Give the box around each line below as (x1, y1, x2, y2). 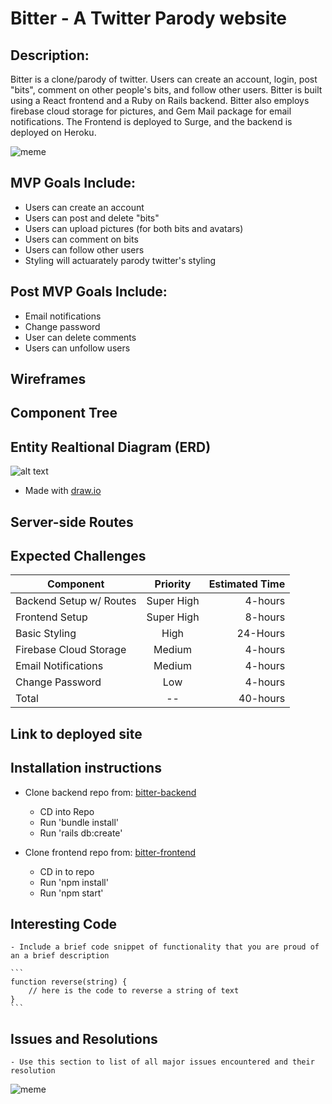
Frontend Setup (15, 610, 88, 624)
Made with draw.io (24, 485, 102, 497)
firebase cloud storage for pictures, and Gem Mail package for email (10, 105, 292, 117)
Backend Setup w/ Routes (15, 594, 137, 608)
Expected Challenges (10, 548, 147, 564)
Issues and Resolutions (10, 1030, 158, 1047)
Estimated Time (208, 577, 286, 591)
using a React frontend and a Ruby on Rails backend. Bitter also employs (10, 95, 310, 106)
